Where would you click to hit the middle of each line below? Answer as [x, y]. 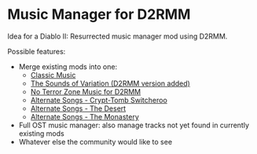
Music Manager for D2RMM [99, 15]
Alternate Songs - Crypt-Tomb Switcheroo [99, 100]
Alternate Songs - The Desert [78, 108]
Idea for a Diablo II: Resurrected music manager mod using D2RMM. [117, 36]
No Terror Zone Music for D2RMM [86, 91]
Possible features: [37, 51]
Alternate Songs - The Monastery [84, 116]
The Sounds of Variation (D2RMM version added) [110, 83]
